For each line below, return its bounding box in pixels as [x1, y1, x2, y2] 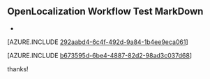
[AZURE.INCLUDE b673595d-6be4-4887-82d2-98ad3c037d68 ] [7, 51, 193, 59]
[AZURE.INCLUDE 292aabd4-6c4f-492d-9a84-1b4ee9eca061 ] [7, 38, 188, 46]
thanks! [7, 64, 29, 73]
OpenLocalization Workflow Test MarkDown [7, 6, 204, 17]
